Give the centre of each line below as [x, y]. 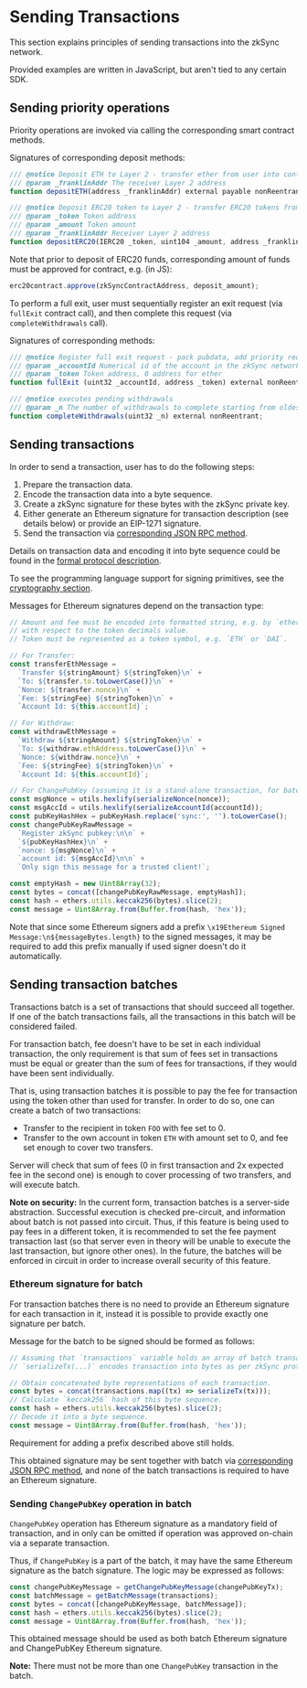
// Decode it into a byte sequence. [79, 1417]
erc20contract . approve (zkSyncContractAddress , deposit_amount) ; [134, 285]
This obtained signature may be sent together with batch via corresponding [152, 1460]
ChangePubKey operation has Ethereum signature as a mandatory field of [143, 1523]
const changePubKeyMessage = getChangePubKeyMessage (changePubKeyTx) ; [147, 1587]
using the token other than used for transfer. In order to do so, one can [143, 1100]
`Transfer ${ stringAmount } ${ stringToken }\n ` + [110, 673]
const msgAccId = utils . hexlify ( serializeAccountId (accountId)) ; [136, 808]
